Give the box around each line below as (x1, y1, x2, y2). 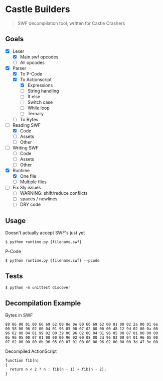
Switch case (27, 99, 53, 105)
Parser (12, 65, 27, 71)
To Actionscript (20, 77, 52, 83)
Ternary (27, 111, 44, 117)
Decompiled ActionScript (5, 348, 57, 354)
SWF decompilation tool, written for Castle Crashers (17, 20, 125, 26)
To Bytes (20, 116, 39, 122)
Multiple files (20, 179, 47, 185)
